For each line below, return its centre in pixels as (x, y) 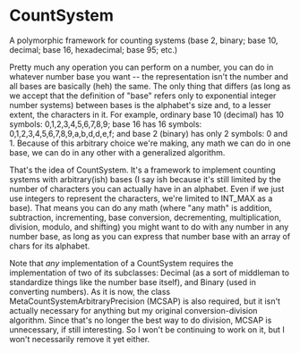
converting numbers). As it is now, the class (90, 291)
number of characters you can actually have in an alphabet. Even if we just (147, 189)
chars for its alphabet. (50, 246)
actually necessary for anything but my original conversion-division (133, 310)
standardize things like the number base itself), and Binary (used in (133, 282)
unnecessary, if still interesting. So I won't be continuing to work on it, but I (147, 329)
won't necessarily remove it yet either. (80, 339)
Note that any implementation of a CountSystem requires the (121, 263)
